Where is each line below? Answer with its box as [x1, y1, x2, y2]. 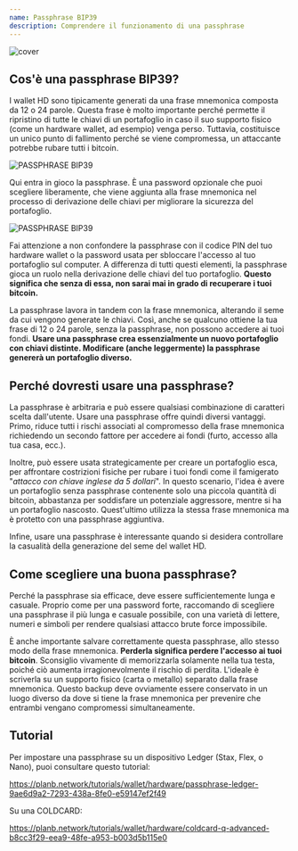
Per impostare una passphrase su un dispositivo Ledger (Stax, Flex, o [9, 751, 264, 763]
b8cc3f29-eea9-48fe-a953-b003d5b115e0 [9, 831, 167, 843]
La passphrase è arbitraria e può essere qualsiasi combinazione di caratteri [9, 402, 285, 413]
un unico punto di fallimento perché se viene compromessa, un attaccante [9, 133, 282, 144]
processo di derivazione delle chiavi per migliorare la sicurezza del [9, 196, 254, 207]
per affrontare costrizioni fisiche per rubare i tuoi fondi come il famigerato [9, 467, 279, 477]
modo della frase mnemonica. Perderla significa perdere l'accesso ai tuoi [9, 645, 283, 656]
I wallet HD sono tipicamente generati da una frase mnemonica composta [9, 95, 278, 106]
